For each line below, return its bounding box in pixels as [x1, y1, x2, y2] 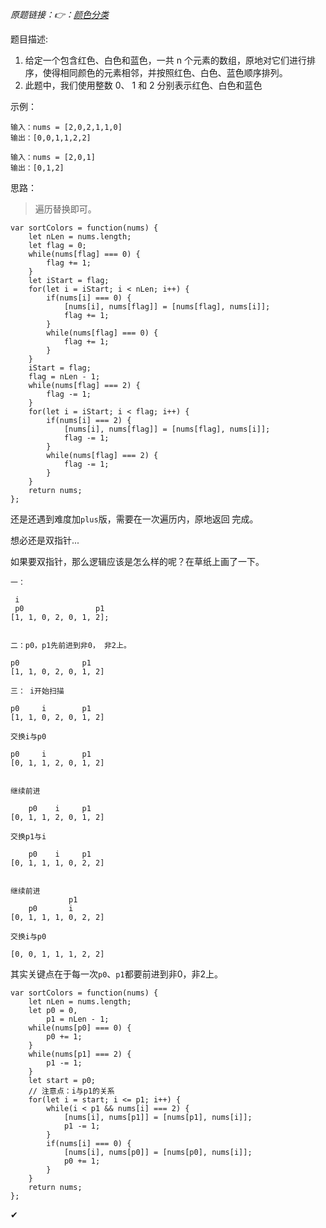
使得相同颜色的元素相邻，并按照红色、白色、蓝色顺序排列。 [42, 67, 288, 78]
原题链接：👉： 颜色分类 [10, 9, 110, 20]
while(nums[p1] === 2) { [28, 1049, 132, 1059]
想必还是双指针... [10, 534, 80, 546]
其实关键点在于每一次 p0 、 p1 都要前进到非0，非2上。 [10, 968, 224, 980]
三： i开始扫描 [10, 686, 65, 696]
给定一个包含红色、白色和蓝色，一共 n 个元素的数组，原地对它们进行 [24, 54, 307, 66]
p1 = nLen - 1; [46, 1014, 110, 1024]
